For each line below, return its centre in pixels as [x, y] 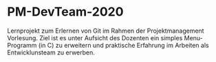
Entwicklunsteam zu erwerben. [51, 52]
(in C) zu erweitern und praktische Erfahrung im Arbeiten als [123, 45]
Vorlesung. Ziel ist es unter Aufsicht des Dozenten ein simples [95, 37]
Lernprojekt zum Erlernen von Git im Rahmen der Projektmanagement [106, 31]
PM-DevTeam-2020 [65, 12]
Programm [22, 45]
